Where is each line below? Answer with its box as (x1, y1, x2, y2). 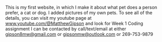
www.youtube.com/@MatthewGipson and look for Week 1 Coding (5, 20, 144, 26)
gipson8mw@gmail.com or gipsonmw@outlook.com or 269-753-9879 (5, 31, 153, 37)
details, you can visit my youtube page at (5, 15, 92, 21)
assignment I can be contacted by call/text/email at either (5, 26, 126, 32)
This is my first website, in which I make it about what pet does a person (5, 5, 157, 10)
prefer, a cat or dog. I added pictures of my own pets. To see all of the (5, 10, 152, 16)
